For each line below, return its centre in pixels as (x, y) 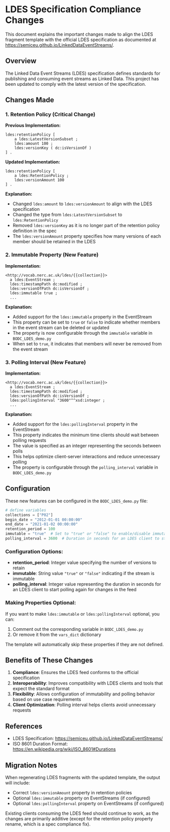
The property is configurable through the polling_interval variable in (85, 467)
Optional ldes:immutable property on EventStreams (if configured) (81, 798)
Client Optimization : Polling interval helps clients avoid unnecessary (84, 705)
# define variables (26, 510)
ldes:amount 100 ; (34, 144)
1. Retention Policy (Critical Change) (50, 114)
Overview (21, 61)
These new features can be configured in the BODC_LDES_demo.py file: (76, 501)
